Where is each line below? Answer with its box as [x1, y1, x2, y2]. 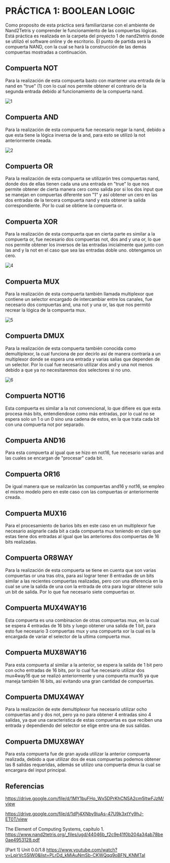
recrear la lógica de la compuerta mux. [5, 307, 86, 313]
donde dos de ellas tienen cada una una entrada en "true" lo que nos [5, 181, 150, 187]
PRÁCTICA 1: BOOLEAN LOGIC [5, 5, 135, 17]
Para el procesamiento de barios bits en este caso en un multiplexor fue [5, 523, 156, 529]
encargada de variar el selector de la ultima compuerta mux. [5, 633, 131, 640]
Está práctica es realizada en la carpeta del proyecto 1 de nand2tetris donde [5, 33, 164, 39]
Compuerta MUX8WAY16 [5, 648, 87, 657]
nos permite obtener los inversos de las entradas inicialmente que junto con [5, 242, 164, 248]
